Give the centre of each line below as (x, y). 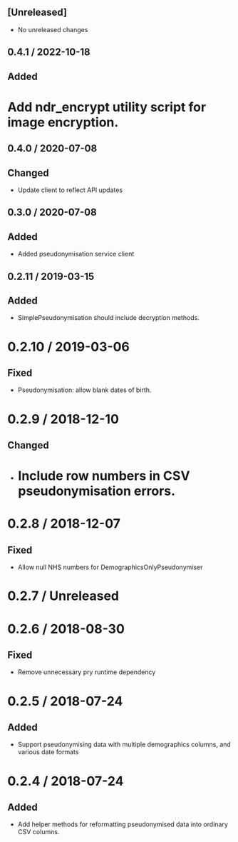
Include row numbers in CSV (104, 476)
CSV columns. (38, 832)
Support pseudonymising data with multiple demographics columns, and (124, 745)
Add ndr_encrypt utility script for (107, 107)
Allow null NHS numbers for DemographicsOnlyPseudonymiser (110, 567)
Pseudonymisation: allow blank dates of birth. (84, 390)
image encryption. (63, 122)
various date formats (48, 752)
